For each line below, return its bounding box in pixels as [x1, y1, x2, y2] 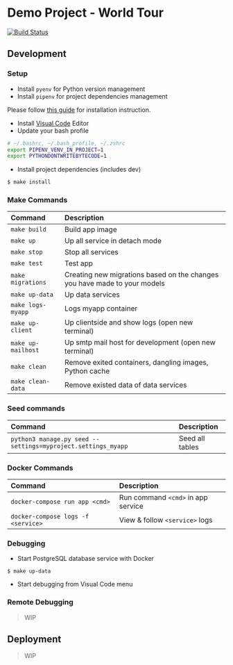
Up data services [64, 290, 120, 299]
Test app [64, 258, 94, 268]
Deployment [7, 634, 62, 645]
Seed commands [7, 404, 66, 413]
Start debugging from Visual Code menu [17, 580, 133, 589]
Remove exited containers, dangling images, [64, 358, 209, 368]
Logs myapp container [64, 304, 138, 313]
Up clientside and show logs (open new [64, 318, 193, 327]
